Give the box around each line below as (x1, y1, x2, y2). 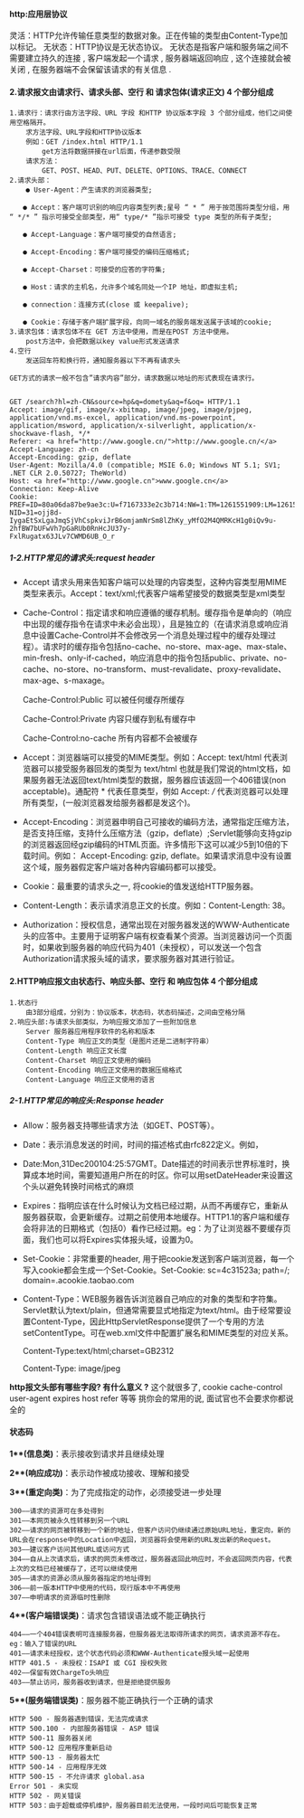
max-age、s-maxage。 (22, 675, 110, 686)
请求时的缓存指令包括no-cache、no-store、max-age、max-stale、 (42, 641, 292, 652)
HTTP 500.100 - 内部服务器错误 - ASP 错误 (9, 1724, 160, 1733)
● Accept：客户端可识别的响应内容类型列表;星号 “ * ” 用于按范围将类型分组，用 (22, 204, 290, 213)
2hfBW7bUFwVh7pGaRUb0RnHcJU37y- (9, 525, 131, 534)
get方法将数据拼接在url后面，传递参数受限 (42, 147, 181, 156)
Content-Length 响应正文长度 (25, 1046, 128, 1056)
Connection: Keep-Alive (9, 485, 100, 494)
